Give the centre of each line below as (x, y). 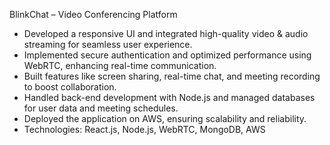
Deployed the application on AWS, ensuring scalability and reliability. (165, 118)
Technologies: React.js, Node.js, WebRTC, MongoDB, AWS (144, 129)
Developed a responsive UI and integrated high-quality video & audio (166, 33)
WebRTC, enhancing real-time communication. (120, 65)
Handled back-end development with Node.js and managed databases (169, 97)
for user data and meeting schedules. (101, 108)
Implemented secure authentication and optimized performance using (167, 55)
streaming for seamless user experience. (108, 44)
